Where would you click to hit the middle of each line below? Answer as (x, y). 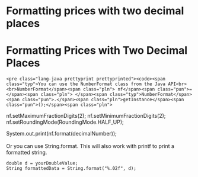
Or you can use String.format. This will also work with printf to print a (90, 146)
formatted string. (27, 153)
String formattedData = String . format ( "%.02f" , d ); (71, 169)
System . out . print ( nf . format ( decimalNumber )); (62, 134)
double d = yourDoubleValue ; (42, 163)
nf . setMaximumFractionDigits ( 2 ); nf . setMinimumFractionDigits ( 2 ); (86, 116)
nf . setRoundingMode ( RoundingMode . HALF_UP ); (65, 122)
